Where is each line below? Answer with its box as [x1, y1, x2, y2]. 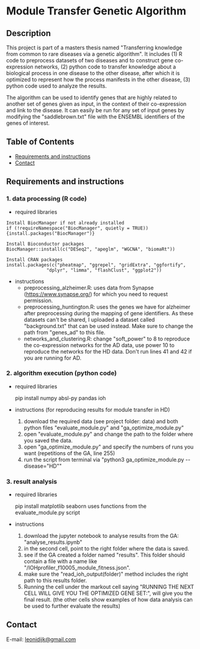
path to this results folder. [23, 577, 87, 584]
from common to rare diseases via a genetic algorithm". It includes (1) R [6, 50, 183, 58]
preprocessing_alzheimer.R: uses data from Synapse [23, 284, 154, 291]
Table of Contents [6, 137, 75, 147]
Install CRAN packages [6, 256, 63, 262]
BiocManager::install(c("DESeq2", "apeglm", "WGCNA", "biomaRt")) [6, 246, 175, 252]
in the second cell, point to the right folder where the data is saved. [23, 545, 190, 552]
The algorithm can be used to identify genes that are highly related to [6, 94, 177, 101]
